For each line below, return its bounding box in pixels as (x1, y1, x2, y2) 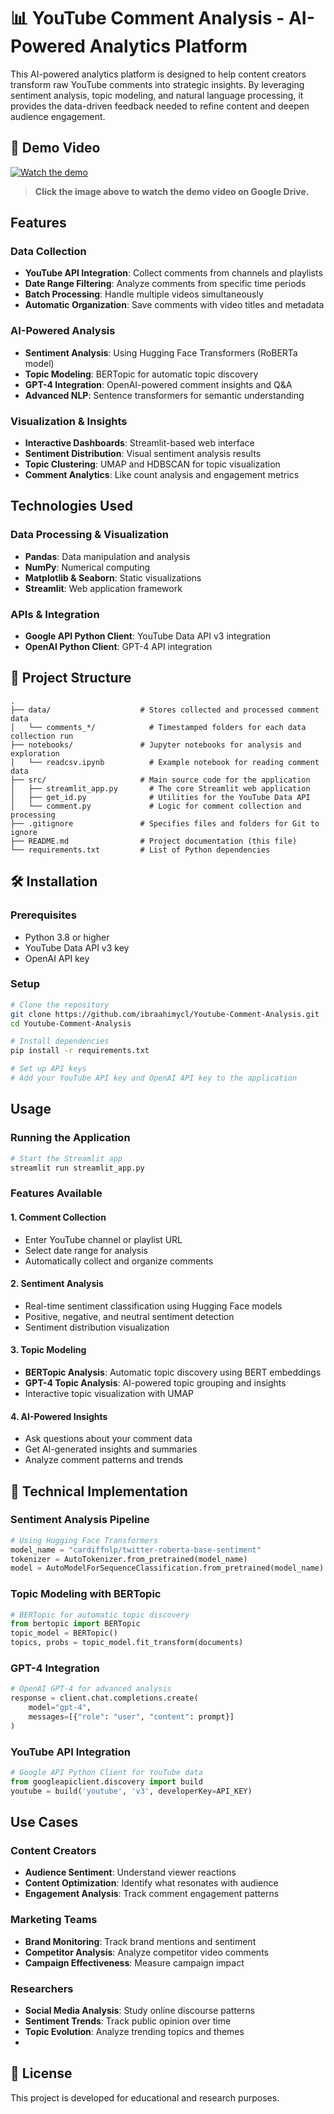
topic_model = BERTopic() (10, 1628, 118, 1639)
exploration (10, 748, 60, 759)
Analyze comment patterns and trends (24, 1454, 183, 1466)
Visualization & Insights (10, 414, 128, 428)
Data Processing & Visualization (10, 528, 169, 542)
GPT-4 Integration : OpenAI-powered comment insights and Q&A (24, 378, 293, 390)
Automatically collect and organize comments (24, 1255, 214, 1267)
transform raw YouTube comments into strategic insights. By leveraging (10, 78, 305, 90)
